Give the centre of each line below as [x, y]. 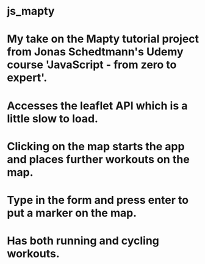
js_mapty [31, 11]
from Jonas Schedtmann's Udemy [95, 52]
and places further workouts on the [98, 159]
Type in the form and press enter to [98, 200]
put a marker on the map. [72, 213]
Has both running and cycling [83, 241]
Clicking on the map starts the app [96, 146]
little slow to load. [52, 118]
